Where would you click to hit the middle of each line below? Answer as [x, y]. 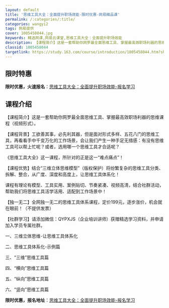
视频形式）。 [26, 123]
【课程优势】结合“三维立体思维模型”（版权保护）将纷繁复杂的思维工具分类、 [84, 168]
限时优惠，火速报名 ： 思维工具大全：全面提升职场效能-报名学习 [70, 87]
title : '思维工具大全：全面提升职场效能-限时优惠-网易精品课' [63, 15]
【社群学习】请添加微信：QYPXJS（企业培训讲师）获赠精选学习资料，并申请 [84, 219]
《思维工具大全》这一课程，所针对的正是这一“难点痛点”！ [65, 158]
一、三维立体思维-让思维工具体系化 [41, 236]
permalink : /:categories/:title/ [40, 19]
